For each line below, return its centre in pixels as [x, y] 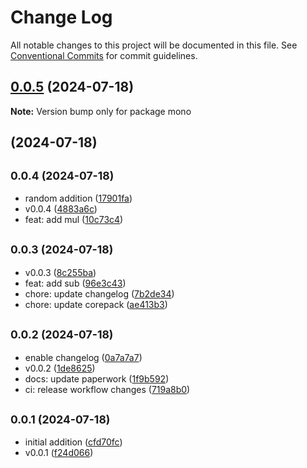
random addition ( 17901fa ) [78, 198]
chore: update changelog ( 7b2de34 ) [99, 293]
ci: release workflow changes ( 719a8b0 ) [107, 389]
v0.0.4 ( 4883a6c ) [61, 208]
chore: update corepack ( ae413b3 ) [96, 304]
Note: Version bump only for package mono [101, 111]
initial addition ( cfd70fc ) [73, 442]
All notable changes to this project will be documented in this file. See [154, 45]
